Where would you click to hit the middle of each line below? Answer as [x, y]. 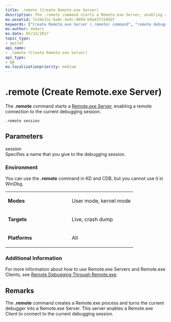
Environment [22, 167]
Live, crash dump [92, 220]
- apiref [15, 43]
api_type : [16, 57]
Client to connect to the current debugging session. [59, 314]
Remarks [20, 291]
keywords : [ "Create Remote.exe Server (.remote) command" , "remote [78, 24]
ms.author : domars [25, 29]
